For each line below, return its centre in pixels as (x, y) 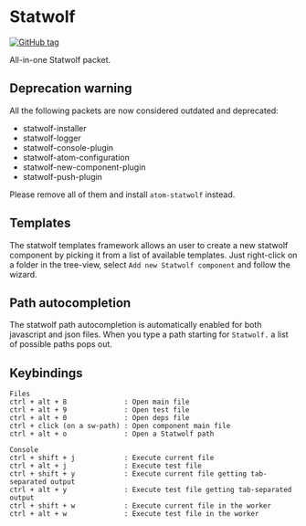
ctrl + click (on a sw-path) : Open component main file (120, 426)
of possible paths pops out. (61, 344)
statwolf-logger (52, 138)
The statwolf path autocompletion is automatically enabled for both (136, 325)
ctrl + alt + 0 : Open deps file (100, 418)
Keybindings (47, 373)
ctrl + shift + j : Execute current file (112, 458)
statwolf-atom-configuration (76, 157)
